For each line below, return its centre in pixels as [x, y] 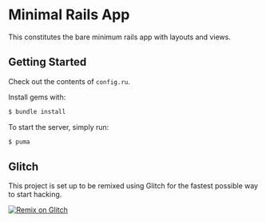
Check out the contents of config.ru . [69, 81]
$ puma [19, 142]
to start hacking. [35, 195]
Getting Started [48, 62]
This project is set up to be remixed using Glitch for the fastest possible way [133, 186]
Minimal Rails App [69, 15]
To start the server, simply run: [59, 127]
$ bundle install [37, 111]
